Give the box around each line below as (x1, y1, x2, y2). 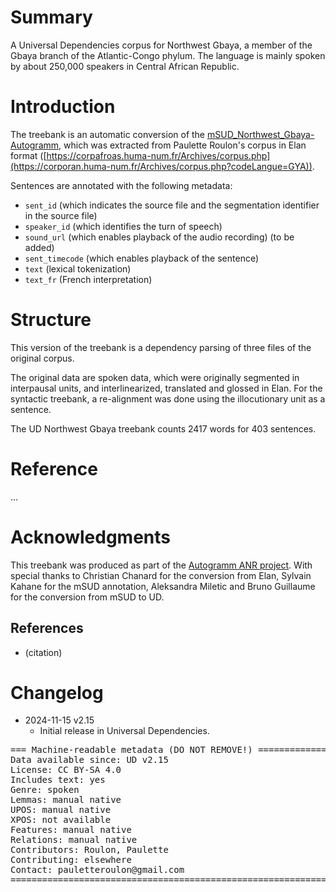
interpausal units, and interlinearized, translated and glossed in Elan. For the (10, 382, 323, 394)
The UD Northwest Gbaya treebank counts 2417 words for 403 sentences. (10, 422, 317, 435)
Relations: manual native (10, 834, 138, 846)
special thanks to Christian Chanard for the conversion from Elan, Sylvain (10, 569, 312, 581)
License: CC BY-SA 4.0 (10, 764, 122, 776)
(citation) (24, 646, 63, 658)
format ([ (10, 149, 47, 161)
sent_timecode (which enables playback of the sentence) (24, 252, 260, 264)
